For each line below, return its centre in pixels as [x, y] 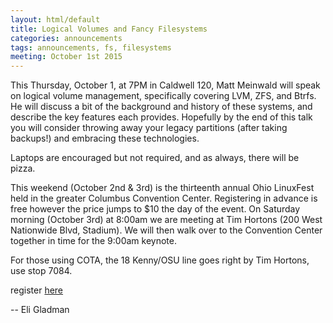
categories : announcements [66, 38]
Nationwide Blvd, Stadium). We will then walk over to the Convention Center [166, 230]
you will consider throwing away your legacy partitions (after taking [149, 128]
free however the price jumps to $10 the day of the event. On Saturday [155, 209]
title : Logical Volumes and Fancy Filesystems [109, 29]
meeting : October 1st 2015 [66, 57]
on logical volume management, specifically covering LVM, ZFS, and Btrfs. [163, 96]
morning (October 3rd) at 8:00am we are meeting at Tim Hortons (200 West [166, 220]
